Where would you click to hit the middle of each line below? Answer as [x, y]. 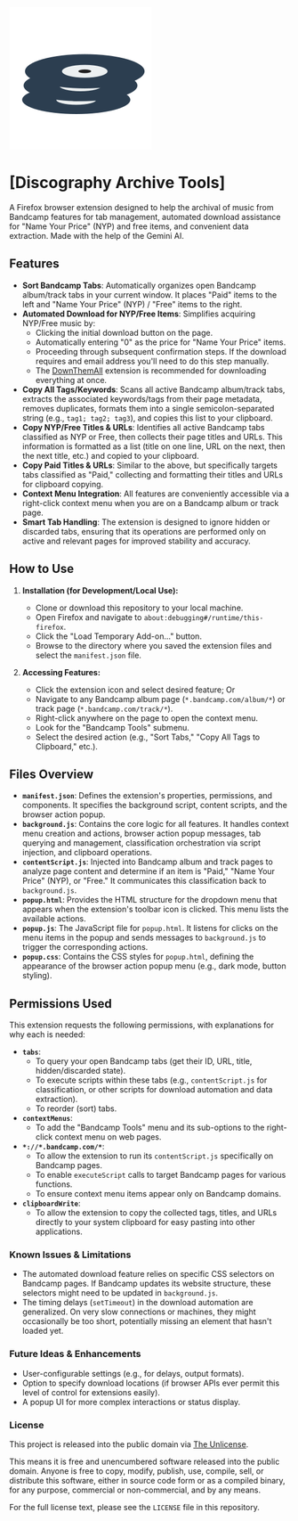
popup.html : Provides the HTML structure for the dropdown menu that [149, 900]
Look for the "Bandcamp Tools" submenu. [112, 727]
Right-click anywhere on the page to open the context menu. [147, 718]
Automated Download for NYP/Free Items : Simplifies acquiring [139, 314]
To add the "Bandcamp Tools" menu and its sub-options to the [150, 1128]
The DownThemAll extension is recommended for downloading [151, 370]
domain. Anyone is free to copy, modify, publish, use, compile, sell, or [137, 1471]
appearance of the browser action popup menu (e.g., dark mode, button [154, 966]
